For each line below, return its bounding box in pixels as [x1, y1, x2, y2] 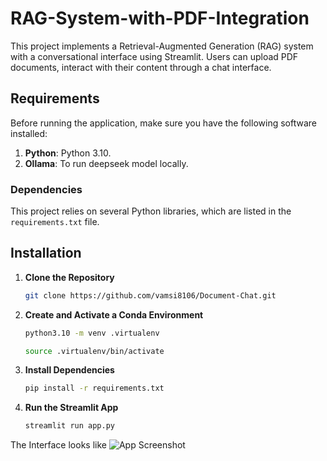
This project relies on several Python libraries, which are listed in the [10, 205, 292, 217]
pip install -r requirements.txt [24, 383, 165, 394]
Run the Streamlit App [24, 402, 119, 414]
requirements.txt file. [10, 216, 100, 228]
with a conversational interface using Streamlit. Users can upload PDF [10, 50, 299, 62]
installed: [10, 127, 48, 139]
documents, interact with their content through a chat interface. [10, 61, 272, 73]
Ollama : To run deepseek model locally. [24, 157, 189, 169]
